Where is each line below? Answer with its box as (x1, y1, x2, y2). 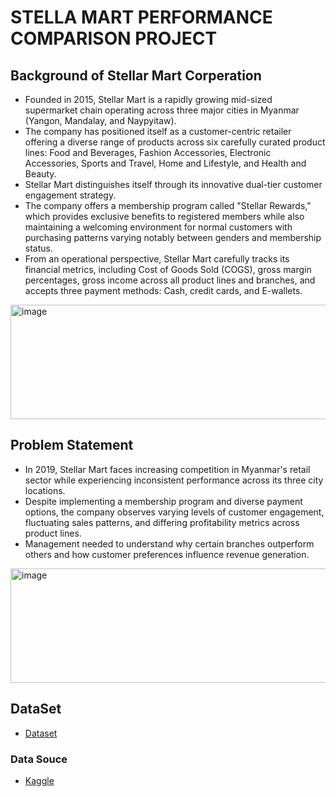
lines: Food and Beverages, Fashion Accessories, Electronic (24, 147, 272, 158)
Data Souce (10, 752, 68, 766)
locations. (24, 484, 66, 496)
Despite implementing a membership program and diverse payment (24, 495, 303, 507)
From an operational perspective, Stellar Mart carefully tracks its (24, 253, 290, 265)
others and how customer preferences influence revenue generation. (24, 548, 310, 560)
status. (24, 242, 53, 254)
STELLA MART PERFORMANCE (10, 6, 273, 29)
